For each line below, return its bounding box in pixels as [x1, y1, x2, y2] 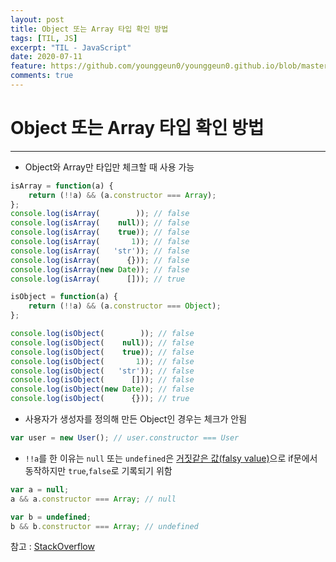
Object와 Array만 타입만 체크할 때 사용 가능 [24, 161, 195, 173]
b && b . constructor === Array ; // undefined [10, 521, 199, 531]
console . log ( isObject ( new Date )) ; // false [10, 384, 195, 395]
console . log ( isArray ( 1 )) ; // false [10, 237, 190, 247]
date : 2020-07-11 [10, 52, 83, 62]
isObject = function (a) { [10, 292, 118, 302]
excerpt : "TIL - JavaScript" [10, 42, 132, 53]
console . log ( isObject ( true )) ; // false [10, 347, 195, 357]
